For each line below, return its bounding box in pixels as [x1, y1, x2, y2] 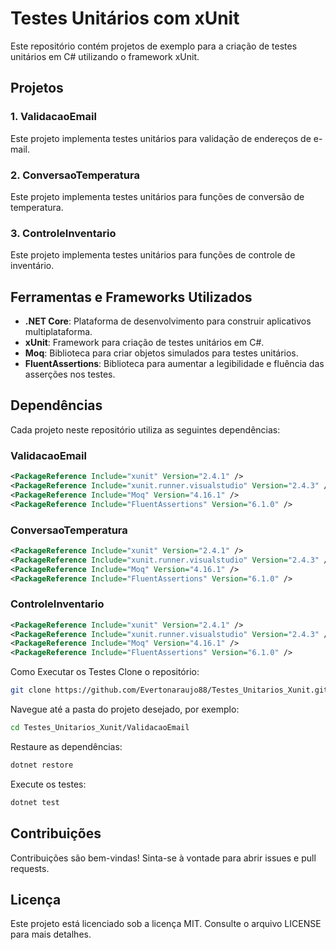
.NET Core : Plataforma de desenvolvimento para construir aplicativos [24, 315, 312, 327]
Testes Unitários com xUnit [10, 7, 240, 30]
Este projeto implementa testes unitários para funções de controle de [10, 249, 296, 261]
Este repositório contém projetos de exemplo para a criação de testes [10, 40, 298, 52]
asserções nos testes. [24, 368, 116, 381]
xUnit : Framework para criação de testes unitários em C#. [24, 337, 265, 349]
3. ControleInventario [10, 226, 117, 240]
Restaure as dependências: [10, 740, 123, 752]
